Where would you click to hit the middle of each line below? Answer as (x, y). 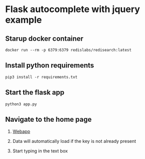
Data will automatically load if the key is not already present (74, 141)
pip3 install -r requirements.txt (42, 77)
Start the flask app (35, 92)
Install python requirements (50, 66)
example (24, 20)
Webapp (21, 131)
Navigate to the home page (49, 120)
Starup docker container (44, 38)
